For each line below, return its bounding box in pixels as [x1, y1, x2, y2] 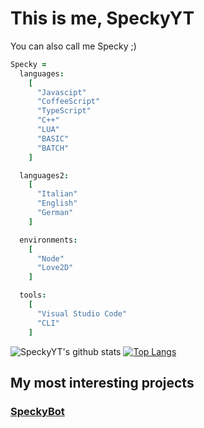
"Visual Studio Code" [36, 308, 128, 319]
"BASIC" [36, 133, 70, 144]
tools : [19, 290, 47, 301]
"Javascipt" [36, 87, 87, 97]
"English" [36, 198, 78, 209]
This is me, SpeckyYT [10, 7, 195, 30]
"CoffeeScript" [36, 97, 101, 107]
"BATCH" [36, 143, 70, 153]
